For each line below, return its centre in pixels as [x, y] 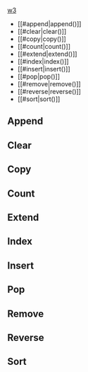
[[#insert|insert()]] [44, 69]
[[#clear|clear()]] [42, 31]
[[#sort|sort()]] [39, 99]
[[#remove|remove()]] [49, 84]
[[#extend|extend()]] [47, 54]
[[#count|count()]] [44, 46]
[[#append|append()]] [49, 24]
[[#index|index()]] [43, 62]
